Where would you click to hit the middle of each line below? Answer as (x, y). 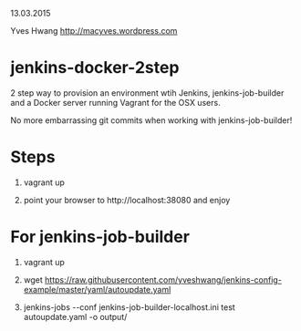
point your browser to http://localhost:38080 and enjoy (127, 200)
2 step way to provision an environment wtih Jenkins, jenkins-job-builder (147, 93)
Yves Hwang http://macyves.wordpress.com (94, 31)
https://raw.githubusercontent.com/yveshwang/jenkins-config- (163, 279)
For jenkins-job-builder (100, 237)
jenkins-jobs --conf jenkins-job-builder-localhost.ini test (129, 307)
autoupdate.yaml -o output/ (75, 316)
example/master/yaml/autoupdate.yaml (97, 289)
